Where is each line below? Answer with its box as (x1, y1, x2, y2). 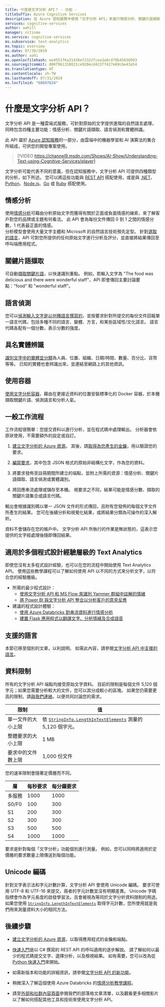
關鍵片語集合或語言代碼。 (12, 493, 64, 499)
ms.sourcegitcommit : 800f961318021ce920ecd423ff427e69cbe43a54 (5, 62, 137, 67)
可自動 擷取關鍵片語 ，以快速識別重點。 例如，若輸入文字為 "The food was (5, 271, 154, 277)
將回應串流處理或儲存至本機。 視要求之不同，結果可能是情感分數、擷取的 (12, 487, 160, 493)
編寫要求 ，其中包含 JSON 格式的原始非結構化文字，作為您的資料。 (12, 460, 147, 466)
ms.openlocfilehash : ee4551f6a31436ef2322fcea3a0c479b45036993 (5, 58, 137, 62)
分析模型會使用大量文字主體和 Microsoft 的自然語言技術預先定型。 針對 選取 (5, 229, 157, 235)
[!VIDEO (17, 153, 33, 159)
